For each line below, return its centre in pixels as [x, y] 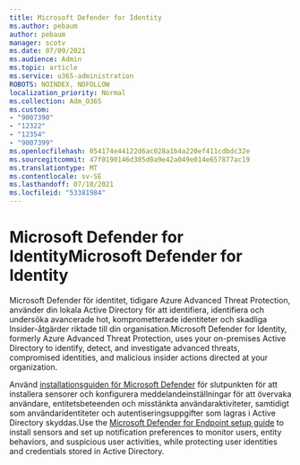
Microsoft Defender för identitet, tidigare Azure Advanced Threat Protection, [150, 300]
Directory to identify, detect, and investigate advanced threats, [124, 347]
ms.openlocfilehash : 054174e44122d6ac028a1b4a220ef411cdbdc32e [130, 151]
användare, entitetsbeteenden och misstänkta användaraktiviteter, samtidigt [149, 403]
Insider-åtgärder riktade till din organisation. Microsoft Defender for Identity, [148, 329]
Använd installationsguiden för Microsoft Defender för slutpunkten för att [143, 384]
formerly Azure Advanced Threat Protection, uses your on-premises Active [148, 338]
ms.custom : [30, 110]
